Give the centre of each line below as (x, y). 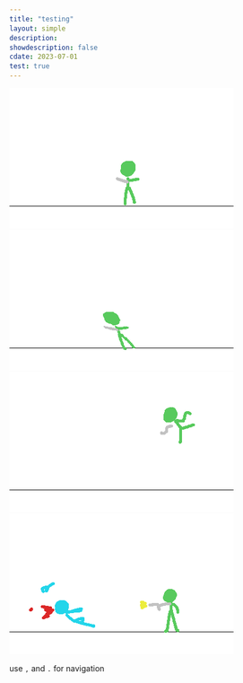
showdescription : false (54, 48)
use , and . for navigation (57, 668)
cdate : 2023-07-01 (43, 57)
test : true (30, 66)
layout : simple (38, 28)
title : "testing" (42, 19)
